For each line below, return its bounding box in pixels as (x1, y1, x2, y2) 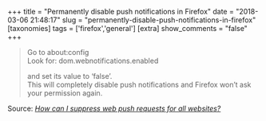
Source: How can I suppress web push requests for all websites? (7, 103, 221, 113)
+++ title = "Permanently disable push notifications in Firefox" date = (7, 7, 235, 16)
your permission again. (26, 88, 103, 98)
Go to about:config (26, 48, 89, 57)
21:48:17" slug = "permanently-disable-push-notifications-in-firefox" (30, 15, 256, 25)
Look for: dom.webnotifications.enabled (26, 56, 159, 65)
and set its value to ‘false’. (26, 72, 113, 80)
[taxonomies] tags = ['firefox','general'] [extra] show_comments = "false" (7, 24, 248, 33)
